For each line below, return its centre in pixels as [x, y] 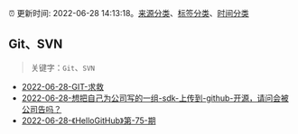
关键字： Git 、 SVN [63, 67]
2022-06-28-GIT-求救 [63, 86]
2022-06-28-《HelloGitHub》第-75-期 [88, 121]
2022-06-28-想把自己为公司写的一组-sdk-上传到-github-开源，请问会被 [155, 98]
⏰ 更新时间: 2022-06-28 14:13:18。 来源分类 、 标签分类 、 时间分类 [129, 13]
